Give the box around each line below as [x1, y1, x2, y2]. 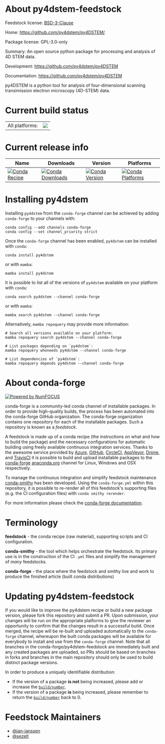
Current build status [5, 105, 89, 116]
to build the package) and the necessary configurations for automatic [5, 439, 146, 445]
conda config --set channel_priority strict [5, 229, 98, 234]
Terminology [5, 517, 58, 528]
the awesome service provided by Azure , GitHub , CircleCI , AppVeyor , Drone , [5, 449, 160, 455]
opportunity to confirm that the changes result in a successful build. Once [5, 623, 155, 629]
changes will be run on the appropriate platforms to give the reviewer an [5, 617, 151, 623]
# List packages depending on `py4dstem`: [5, 344, 93, 349]
